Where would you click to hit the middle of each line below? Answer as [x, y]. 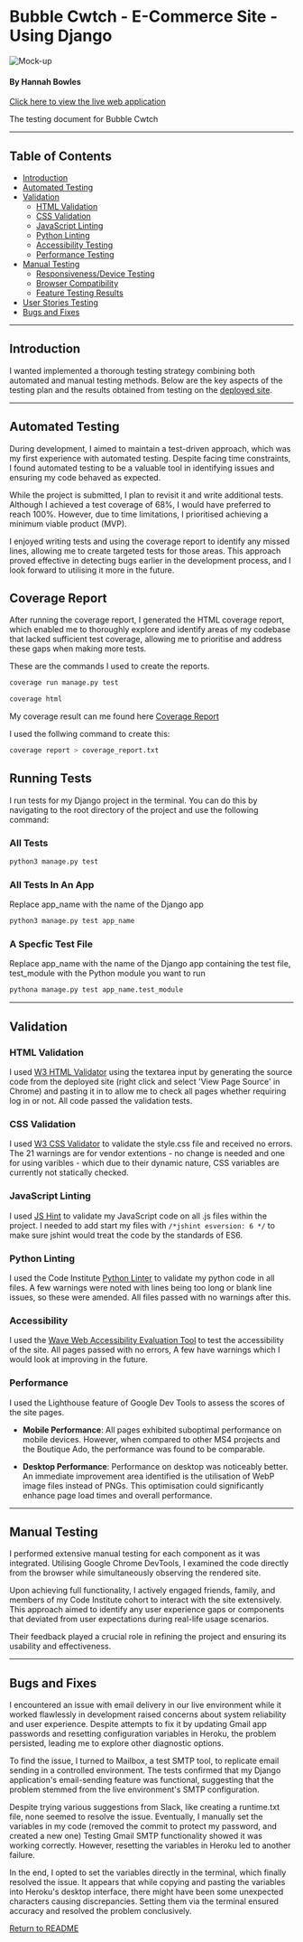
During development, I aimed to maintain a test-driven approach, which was [150, 448]
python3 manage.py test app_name [72, 921]
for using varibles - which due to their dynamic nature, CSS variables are [144, 1163]
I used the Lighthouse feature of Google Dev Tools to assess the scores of [147, 1403]
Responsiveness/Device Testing [95, 274]
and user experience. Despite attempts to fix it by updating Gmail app [138, 1724]
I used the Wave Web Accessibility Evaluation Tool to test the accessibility [147, 1340]
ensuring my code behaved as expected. [85, 477]
